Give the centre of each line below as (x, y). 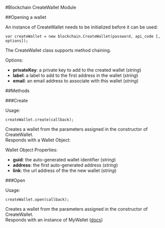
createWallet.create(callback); (39, 120)
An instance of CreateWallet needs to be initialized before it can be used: (82, 27)
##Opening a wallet (26, 17)
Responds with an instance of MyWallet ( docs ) (54, 220)
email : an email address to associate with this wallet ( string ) (76, 81)
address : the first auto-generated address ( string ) (65, 165)
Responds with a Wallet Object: (38, 140)
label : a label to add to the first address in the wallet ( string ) (75, 75)
